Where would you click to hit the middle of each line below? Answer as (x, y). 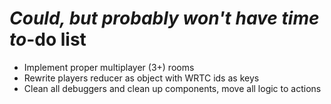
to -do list (48, 39)
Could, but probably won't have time (164, 18)
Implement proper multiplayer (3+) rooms (109, 67)
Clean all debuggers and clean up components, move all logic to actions (172, 88)
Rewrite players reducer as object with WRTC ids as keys (141, 78)
